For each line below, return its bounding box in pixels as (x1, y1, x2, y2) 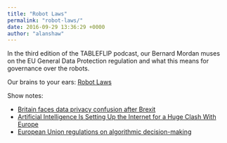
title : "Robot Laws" (7, 10, 68, 18)
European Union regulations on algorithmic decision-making (17, 128, 192, 136)
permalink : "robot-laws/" (7, 17, 83, 24)
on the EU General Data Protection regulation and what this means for (7, 57, 209, 66)
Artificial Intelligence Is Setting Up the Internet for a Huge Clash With (17, 113, 216, 121)
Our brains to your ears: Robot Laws (7, 78, 112, 87)
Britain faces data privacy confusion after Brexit (17, 105, 156, 113)
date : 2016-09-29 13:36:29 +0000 (7, 23, 105, 30)
